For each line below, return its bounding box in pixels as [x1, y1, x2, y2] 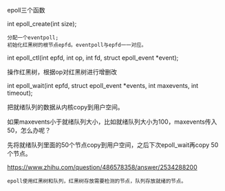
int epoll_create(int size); [7, 20, 77, 27]
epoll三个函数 [7, 6, 45, 14]
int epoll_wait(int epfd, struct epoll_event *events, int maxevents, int [7, 82, 199, 89]
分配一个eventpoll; [7, 34, 59, 41]
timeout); [7, 89, 33, 97]
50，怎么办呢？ [7, 126, 52, 134]
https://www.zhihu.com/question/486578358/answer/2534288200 [7, 164, 197, 171]
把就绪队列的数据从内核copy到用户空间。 [7, 103, 124, 111]
